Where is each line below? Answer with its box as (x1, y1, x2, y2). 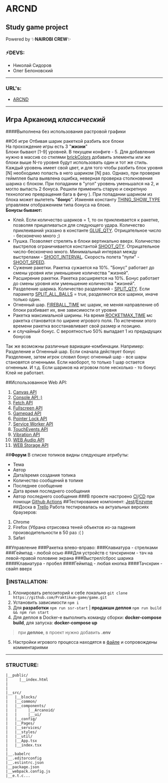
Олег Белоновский (12, 68, 53, 74)
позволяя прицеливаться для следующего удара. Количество (12, 222, 145, 228)
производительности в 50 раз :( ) (12, 530, 84, 536)
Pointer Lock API (12, 415, 47, 422)
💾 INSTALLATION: (5, 578, 48, 585)
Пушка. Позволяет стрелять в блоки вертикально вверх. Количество (12, 238, 161, 244)
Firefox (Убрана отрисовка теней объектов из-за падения (12, 524, 136, 530)
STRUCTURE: (5, 661, 39, 668)
